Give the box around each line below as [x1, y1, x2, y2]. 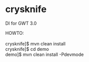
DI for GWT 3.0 [5, 20, 37, 26]
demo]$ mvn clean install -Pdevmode [5, 51, 84, 57]
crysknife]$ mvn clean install [5, 40, 66, 46]
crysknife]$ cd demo [5, 46, 49, 52]
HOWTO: [5, 30, 24, 36]
